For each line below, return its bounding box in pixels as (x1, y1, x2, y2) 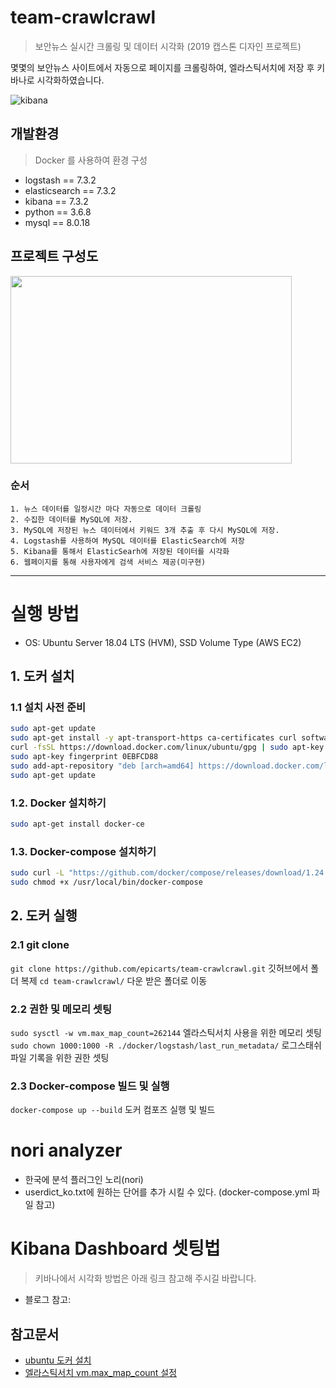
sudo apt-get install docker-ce (10, 819, 145, 830)
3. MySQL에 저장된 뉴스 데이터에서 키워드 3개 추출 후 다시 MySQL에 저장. (10, 525, 280, 535)
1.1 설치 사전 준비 (10, 701, 87, 715)
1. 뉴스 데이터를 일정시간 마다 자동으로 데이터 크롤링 (10, 504, 202, 514)
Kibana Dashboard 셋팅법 (10, 1237, 221, 1260)
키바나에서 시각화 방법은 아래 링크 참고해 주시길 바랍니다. (34, 1272, 257, 1285)
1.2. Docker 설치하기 (10, 796, 107, 810)
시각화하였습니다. (36, 74, 105, 86)
